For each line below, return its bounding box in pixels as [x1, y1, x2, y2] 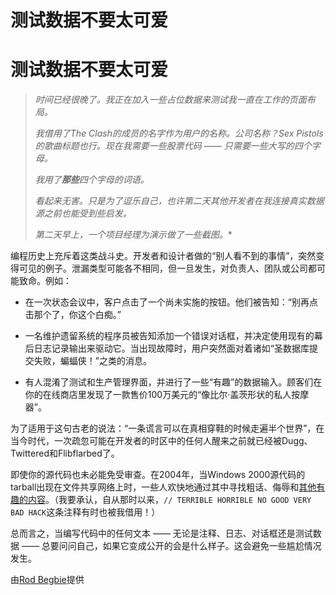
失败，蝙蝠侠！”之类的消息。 [33, 355, 152, 367]
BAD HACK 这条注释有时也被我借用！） [10, 506, 161, 518]
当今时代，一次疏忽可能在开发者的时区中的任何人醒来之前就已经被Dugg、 [10, 435, 313, 447]
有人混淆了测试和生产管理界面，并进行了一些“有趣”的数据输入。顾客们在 [24, 376, 323, 388]
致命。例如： [18, 275, 72, 287]
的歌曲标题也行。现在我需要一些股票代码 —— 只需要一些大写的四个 [34, 140, 312, 152]
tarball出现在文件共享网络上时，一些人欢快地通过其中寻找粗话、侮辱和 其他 [10, 481, 317, 493]
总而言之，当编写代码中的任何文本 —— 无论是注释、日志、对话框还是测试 [10, 527, 313, 540]
